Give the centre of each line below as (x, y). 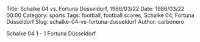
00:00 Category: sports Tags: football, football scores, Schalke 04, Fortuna (100, 15)
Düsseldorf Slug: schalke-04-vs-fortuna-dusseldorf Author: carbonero (95, 22)
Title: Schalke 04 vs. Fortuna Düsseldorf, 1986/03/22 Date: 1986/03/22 (95, 9)
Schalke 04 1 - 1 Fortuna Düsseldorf (51, 33)
